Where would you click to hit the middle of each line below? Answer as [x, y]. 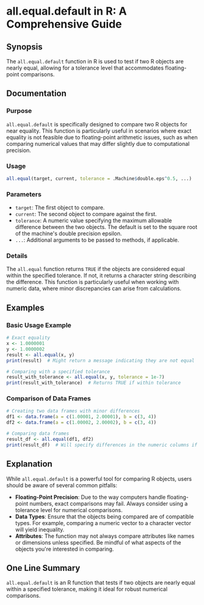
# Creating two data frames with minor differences [73, 411]
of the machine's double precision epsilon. [69, 234]
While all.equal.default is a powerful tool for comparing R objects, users [99, 479]
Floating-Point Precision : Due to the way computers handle [90, 497]
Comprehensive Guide [64, 24]
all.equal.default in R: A [67, 11]
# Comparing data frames [38, 434]
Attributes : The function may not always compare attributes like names [105, 536]
